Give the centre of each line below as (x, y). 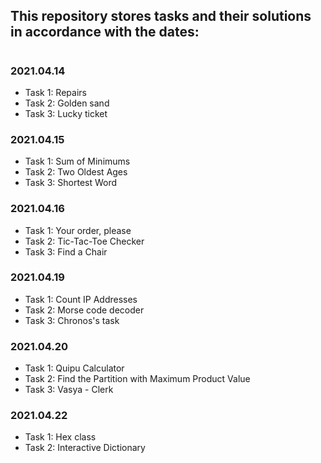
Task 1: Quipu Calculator (74, 368)
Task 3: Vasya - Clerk (69, 390)
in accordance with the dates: (105, 32)
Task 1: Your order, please (78, 230)
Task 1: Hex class (60, 437)
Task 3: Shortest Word (71, 183)
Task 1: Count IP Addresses (81, 299)
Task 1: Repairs (55, 92)
